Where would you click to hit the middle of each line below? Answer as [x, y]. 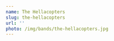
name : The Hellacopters [36, 12]
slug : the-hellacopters [36, 17]
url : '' [15, 23]
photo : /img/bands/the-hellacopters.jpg [57, 29]
